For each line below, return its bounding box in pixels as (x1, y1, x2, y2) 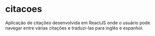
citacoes (5, 3, 42, 15)
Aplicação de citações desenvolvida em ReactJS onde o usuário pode (5, 20, 150, 26)
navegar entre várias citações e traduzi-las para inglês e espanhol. (5, 25, 144, 31)
